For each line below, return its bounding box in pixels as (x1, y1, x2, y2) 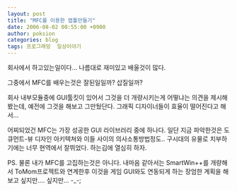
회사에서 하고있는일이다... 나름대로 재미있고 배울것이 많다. (7, 63, 166, 71)
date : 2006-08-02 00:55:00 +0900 (7, 23, 106, 30)
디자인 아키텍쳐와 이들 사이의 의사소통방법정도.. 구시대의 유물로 (34, 135, 209, 143)
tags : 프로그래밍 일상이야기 (7, 43, 81, 50)
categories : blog (7, 37, 59, 44)
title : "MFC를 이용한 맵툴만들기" (7, 17, 96, 24)
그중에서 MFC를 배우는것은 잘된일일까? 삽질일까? (7, 78, 143, 87)
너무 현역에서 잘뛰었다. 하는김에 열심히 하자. (25, 144, 147, 152)
